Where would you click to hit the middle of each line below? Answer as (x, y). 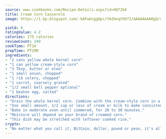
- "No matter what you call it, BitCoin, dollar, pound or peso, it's (79, 129)
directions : (17, 97)
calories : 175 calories (30, 37)
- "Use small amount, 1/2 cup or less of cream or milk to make (73, 106)
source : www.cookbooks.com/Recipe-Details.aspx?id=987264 (66, 10)
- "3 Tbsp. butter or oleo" (34, 69)
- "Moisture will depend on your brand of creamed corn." (66, 115)
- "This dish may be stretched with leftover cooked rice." (68, 119)
